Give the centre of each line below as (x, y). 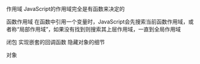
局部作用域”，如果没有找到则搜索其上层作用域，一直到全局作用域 (100, 29)
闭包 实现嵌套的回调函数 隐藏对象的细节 (55, 42)
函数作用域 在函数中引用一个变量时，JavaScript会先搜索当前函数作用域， (98, 22)
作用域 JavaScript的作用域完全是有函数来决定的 (66, 9)
